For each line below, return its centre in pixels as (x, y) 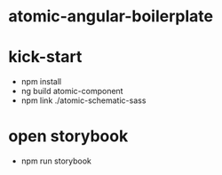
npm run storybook (56, 161)
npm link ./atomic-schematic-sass (83, 100)
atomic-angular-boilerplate (111, 16)
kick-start (45, 57)
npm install (41, 82)
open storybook (68, 136)
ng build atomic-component (72, 91)
